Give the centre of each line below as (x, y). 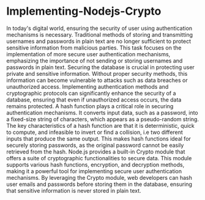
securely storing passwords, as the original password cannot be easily (95, 145)
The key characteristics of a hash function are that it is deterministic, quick (100, 125)
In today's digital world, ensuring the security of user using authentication (99, 28)
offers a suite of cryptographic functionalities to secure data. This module (99, 158)
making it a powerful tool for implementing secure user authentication (94, 171)
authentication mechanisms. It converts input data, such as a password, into (102, 113)
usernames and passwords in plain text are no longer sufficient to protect (99, 41)
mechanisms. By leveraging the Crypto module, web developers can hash (99, 177)
